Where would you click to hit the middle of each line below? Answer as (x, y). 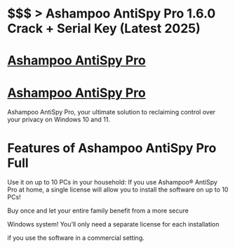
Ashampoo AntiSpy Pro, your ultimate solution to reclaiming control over (112, 112)
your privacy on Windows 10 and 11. (59, 120)
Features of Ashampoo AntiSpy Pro (112, 148)
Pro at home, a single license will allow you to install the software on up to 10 (118, 190)
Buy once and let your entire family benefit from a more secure (98, 211)
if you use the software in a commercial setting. (76, 238)
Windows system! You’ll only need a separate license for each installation (113, 224)
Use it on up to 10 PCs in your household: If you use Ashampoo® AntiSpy (112, 182)
